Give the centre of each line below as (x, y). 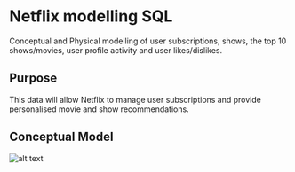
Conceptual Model (61, 137)
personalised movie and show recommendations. (99, 109)
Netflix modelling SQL (91, 16)
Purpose (33, 78)
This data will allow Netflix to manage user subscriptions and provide (136, 99)
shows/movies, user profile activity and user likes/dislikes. (116, 50)
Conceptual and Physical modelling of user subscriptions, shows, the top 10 (148, 41)
